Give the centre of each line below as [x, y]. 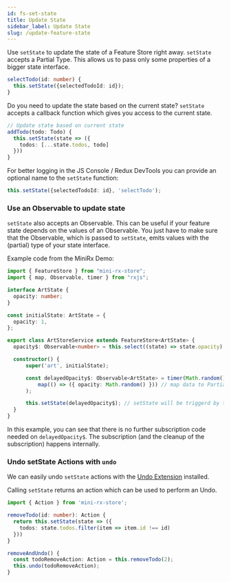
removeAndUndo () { [33, 553]
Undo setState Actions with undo [62, 461]
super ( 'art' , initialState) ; [67, 366]
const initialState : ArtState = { [57, 315]
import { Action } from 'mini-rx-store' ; [67, 503]
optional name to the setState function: [63, 178]
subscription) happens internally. [54, 444]
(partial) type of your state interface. [59, 245]
